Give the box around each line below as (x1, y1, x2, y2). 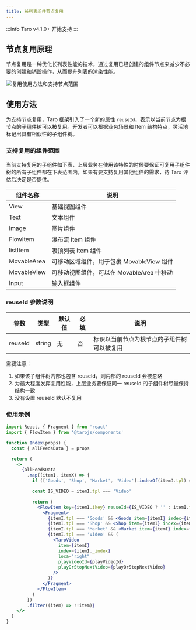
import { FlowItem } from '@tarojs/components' (6, 430, 124, 436)
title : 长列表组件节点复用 (6, 8, 64, 15)
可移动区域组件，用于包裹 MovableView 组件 (51, 257, 174, 265)
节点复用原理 (6, 44, 52, 54)
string (35, 339, 51, 347)
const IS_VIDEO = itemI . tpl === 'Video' (32, 488, 132, 495)
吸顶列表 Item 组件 (51, 246, 102, 255)
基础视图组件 (51, 203, 87, 211)
